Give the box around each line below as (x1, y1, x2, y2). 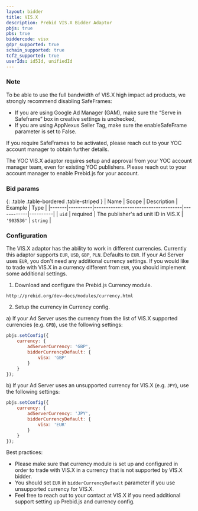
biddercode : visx (6, 36, 49, 42)
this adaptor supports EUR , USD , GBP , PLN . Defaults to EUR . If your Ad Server (6, 251, 184, 258)
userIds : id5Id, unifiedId (6, 58, 73, 64)
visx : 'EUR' (37, 422, 67, 428)
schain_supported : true (6, 47, 65, 53)
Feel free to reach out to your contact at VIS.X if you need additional (14, 492, 181, 499)
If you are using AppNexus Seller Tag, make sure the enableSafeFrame (14, 121, 187, 128)
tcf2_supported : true (6, 53, 60, 59)
